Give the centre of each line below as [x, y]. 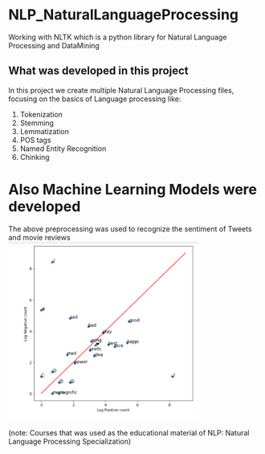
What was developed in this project [98, 71]
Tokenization [41, 114]
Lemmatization [45, 131]
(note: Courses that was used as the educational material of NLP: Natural [129, 432]
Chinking [35, 157]
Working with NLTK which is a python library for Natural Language [118, 37]
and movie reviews [39, 237]
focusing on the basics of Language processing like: [95, 99]
